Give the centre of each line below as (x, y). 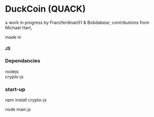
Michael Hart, (19, 27)
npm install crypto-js (26, 100)
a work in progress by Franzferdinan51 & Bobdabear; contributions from (77, 22)
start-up (15, 89)
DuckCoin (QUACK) (45, 9)
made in (13, 37)
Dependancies (23, 61)
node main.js (18, 109)
